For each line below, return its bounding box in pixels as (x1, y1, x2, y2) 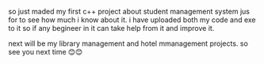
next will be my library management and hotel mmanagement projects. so (8, 39, 248, 48)
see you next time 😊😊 (8, 47, 83, 56)
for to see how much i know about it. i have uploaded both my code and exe (8, 15, 256, 24)
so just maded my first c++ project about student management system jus (8, 7, 250, 16)
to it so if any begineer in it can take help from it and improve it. (8, 24, 215, 32)
